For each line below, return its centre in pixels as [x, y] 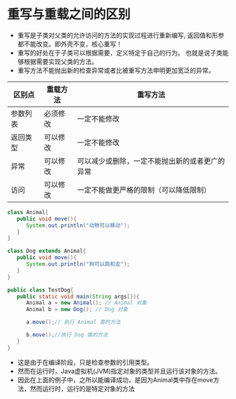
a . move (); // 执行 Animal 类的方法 [73, 322]
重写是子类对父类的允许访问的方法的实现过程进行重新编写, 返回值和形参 [121, 35]
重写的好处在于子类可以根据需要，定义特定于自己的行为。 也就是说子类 [120, 53]
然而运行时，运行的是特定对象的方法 [82, 388]
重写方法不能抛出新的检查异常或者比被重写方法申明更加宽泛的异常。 [116, 70]
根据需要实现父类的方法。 [61, 61]
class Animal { [28, 212]
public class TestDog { [40, 290]
